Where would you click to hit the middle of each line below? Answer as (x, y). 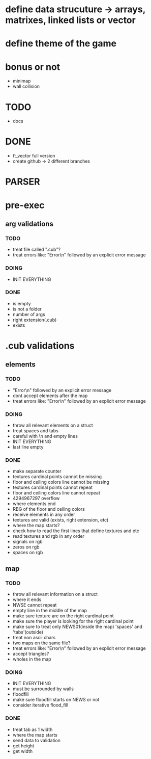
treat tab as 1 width (33, 729)
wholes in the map (32, 659)
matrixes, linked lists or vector (70, 20)
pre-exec (25, 205)
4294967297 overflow (36, 499)
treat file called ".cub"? (37, 250)
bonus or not (33, 67)
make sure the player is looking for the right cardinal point (73, 621)
